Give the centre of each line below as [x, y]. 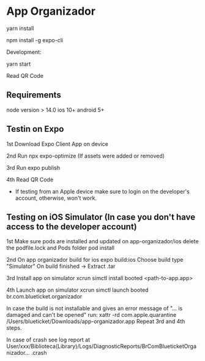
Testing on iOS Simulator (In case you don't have [101, 217]
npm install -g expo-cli [35, 40]
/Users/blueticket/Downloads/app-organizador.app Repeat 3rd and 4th [96, 321]
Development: [24, 52]
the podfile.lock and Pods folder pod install [61, 248]
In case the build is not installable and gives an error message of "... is [95, 308]
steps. [14, 328]
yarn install [20, 28]
